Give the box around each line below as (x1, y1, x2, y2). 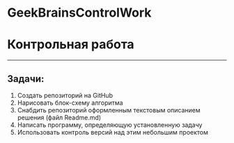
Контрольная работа (7, 37, 134, 53)
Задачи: (7, 73, 45, 85)
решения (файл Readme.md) (17, 113, 102, 121)
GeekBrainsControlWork (7, 5, 152, 21)
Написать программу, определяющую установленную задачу (17, 120, 203, 129)
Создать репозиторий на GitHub (17, 91, 114, 99)
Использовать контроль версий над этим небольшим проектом (17, 128, 209, 136)
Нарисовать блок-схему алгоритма (17, 99, 123, 107)
